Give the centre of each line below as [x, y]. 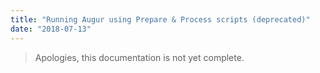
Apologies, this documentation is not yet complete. [139, 57]
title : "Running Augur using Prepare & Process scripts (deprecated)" [160, 19]
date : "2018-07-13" [51, 29]
